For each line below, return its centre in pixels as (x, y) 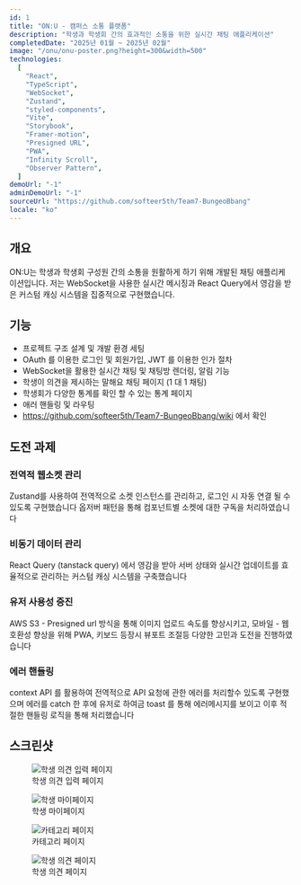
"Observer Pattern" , (64, 168)
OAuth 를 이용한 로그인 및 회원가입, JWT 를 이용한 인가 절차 (127, 359)
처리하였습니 (268, 508)
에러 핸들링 (32, 671)
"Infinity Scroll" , (62, 159)
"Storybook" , (50, 127)
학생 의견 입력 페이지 (68, 780)
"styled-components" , (66, 110)
